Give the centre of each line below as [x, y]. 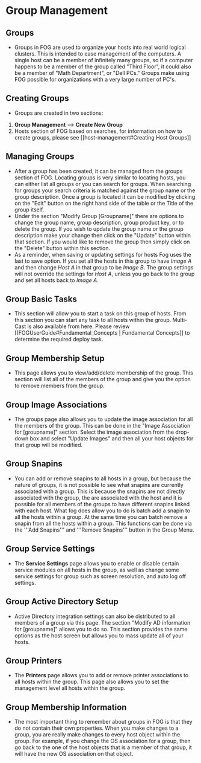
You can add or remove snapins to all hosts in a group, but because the [103, 478]
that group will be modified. [48, 445]
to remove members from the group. [59, 386]
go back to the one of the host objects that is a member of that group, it [103, 747]
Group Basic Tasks [42, 299]
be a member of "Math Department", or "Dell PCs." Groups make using [102, 73]
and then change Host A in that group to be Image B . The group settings [104, 267]
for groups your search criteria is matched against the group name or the [105, 190]
